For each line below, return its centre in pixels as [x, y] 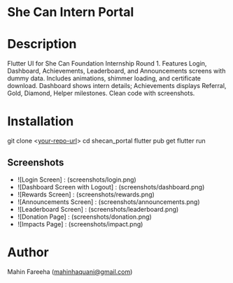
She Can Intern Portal [71, 12]
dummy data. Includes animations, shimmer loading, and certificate [104, 78]
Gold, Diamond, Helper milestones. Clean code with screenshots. [101, 93]
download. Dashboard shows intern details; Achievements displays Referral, [117, 86]
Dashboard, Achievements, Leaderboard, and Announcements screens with [116, 71]
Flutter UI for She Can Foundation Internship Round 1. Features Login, [107, 64]
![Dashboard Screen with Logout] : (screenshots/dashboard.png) [111, 187]
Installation [41, 121]
